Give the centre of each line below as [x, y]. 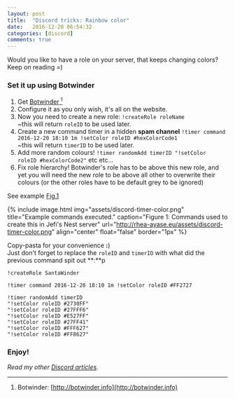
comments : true [29, 40]
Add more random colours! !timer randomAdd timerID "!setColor [112, 153]
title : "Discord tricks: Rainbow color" [69, 20]
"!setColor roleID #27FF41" [48, 322]
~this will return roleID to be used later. [74, 124]
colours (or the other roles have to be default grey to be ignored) [111, 182]
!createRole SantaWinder [43, 273]
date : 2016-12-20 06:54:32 [50, 27]
